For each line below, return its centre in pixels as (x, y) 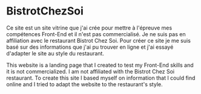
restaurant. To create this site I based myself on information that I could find (101, 78)
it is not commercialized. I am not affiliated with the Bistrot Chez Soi (90, 71)
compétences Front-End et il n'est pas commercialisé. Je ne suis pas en (96, 34)
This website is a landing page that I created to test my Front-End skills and (100, 65)
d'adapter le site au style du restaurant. (55, 53)
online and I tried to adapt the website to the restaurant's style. (84, 84)
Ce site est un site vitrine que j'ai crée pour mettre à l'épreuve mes (89, 28)
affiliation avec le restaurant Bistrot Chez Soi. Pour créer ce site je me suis (98, 40)
